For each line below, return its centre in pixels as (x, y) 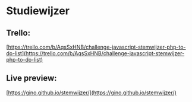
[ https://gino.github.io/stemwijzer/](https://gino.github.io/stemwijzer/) (91, 93)
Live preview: (32, 78)
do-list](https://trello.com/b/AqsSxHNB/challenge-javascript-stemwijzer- (95, 53)
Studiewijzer (38, 11)
